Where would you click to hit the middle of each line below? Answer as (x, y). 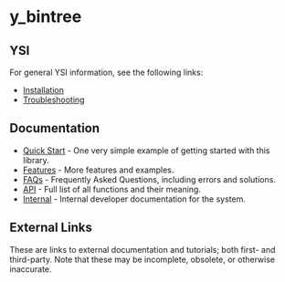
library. (36, 160)
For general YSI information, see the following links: (106, 72)
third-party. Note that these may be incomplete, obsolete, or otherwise (142, 259)
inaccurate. (31, 269)
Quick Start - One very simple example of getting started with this (146, 150)
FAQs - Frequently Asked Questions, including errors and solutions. (149, 179)
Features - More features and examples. (98, 170)
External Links (51, 228)
